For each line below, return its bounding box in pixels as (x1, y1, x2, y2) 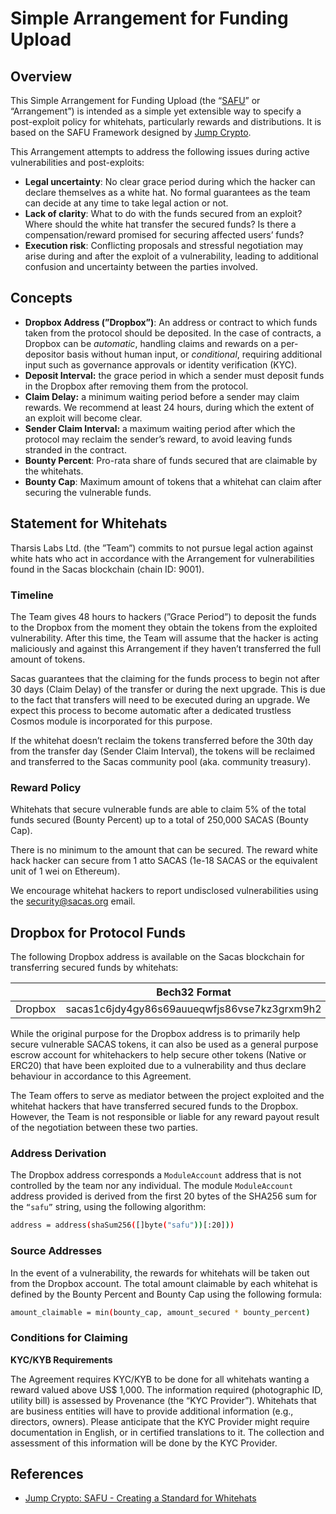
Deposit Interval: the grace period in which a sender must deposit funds (24, 369, 325, 381)
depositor (24, 348, 65, 360)
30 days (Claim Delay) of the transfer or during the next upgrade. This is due (10, 683, 326, 695)
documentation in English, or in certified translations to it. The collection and (10, 1426, 325, 1438)
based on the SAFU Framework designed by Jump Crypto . (10, 127, 252, 138)
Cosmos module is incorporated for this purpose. (10, 715, 213, 727)
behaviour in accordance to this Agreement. (10, 1070, 192, 1082)
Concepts (10, 290, 73, 307)
